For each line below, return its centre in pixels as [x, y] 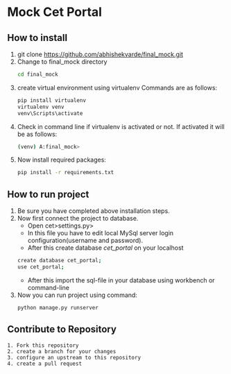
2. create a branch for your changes [62, 351]
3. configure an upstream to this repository [74, 357]
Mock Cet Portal [55, 12]
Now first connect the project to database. [78, 219]
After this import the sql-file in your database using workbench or [121, 280]
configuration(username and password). [85, 241]
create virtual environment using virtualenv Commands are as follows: [117, 87]
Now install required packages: [61, 160]
